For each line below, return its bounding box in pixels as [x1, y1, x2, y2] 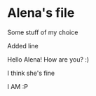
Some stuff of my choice [7, 28, 78, 36]
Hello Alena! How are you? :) [7, 55, 90, 64]
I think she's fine [7, 69, 55, 77]
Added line [7, 41, 39, 50]
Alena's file [7, 5, 75, 21]
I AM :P [7, 82, 28, 90]
